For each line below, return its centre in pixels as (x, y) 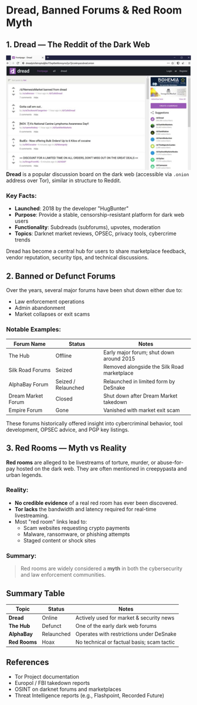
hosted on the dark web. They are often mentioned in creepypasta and (102, 468)
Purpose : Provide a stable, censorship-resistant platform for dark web (99, 215)
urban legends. (24, 475)
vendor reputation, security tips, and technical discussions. (77, 257)
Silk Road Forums (30, 370)
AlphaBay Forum (28, 385)
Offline (64, 355)
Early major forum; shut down (139, 352)
